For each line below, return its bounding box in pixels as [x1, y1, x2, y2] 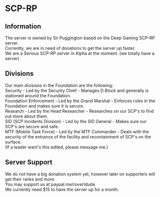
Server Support [5, 158, 53, 167]
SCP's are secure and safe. [5, 123, 59, 129]
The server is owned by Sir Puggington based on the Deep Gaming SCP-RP [5, 35, 155, 41]
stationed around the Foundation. [5, 92, 72, 98]
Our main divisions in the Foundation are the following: [5, 82, 114, 88]
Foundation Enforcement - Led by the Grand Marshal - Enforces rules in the [5, 98, 156, 104]
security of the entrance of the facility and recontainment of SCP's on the [5, 134, 151, 139]
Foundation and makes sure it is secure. [5, 103, 85, 109]
